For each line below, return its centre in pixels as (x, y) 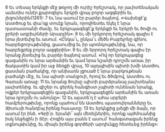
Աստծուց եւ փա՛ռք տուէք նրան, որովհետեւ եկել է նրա (68, 23)
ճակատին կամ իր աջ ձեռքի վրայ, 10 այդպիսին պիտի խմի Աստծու (82, 65)
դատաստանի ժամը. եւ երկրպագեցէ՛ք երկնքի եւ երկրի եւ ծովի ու (81, 28)
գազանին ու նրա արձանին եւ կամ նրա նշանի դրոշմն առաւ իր (78, 60)
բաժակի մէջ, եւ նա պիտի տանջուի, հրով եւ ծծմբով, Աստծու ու (78, 76)
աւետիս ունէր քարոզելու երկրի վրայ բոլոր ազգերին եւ (69, 12)
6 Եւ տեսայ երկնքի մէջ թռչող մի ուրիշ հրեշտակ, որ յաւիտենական (82, 7)
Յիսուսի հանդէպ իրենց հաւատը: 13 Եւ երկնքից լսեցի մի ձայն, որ (80, 108)
